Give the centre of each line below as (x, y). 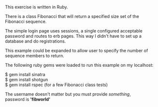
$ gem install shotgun (27, 80)
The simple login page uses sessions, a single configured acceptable (74, 31)
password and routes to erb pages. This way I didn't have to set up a (73, 36)
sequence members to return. (35, 56)
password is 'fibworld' (28, 99)
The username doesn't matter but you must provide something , (68, 94)
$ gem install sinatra (25, 74)
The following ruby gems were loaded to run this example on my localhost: (79, 65)
